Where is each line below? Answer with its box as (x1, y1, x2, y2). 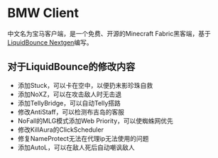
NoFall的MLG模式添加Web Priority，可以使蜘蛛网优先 (17, 116, 174, 125)
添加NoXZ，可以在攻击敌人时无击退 (17, 90, 122, 98)
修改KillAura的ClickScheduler (17, 125, 104, 134)
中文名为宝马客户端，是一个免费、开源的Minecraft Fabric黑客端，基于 (7, 29, 211, 38)
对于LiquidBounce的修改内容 (7, 61, 136, 73)
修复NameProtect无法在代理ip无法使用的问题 (17, 134, 149, 142)
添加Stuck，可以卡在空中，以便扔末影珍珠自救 (17, 81, 153, 89)
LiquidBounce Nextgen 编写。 (7, 38, 94, 47)
